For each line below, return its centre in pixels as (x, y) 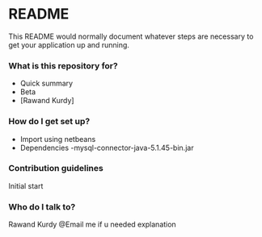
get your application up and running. (69, 44)
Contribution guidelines (56, 168)
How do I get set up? (49, 122)
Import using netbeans (58, 139)
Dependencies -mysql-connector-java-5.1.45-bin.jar (107, 148)
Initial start (26, 185)
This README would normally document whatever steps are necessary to (131, 36)
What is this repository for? (63, 65)
